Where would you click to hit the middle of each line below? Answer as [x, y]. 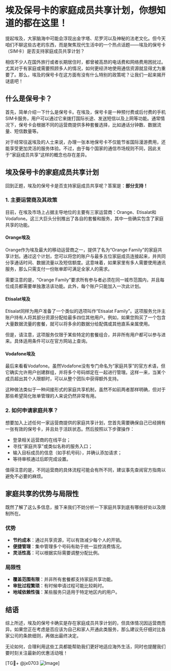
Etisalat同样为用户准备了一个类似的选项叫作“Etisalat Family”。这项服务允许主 [85, 311]
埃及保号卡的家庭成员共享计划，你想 [81, 10]
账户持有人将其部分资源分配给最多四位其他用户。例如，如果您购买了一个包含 [85, 317]
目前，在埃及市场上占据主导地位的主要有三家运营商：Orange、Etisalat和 [81, 212]
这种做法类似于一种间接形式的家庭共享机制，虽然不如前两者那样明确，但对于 [85, 390]
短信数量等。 [27, 131]
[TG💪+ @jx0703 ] [33, 663]
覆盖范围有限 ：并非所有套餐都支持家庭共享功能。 [64, 579]
